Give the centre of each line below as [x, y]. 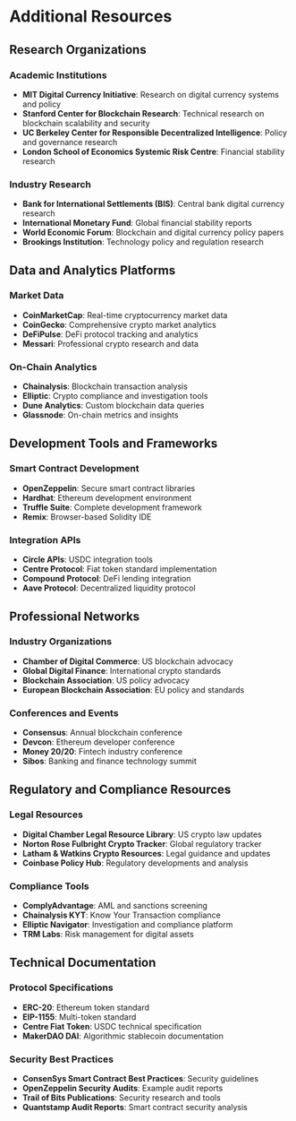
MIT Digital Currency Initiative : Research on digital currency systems [151, 94]
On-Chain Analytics [53, 366]
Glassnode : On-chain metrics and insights [100, 415]
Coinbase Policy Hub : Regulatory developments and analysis [135, 863]
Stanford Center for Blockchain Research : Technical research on [143, 113]
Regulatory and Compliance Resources [120, 789]
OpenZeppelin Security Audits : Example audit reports [123, 1088]
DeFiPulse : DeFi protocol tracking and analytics [110, 334]
